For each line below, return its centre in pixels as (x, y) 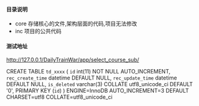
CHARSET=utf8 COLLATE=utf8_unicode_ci (60, 97)
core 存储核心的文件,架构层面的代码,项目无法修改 (76, 23)
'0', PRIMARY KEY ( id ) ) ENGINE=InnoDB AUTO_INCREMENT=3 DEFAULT (98, 91)
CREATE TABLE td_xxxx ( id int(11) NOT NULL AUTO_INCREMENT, (88, 72)
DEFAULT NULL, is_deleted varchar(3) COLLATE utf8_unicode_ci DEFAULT (100, 84)
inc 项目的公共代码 (38, 31)
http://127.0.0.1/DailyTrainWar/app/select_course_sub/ (73, 60)
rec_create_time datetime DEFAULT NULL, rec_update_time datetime (92, 78)
